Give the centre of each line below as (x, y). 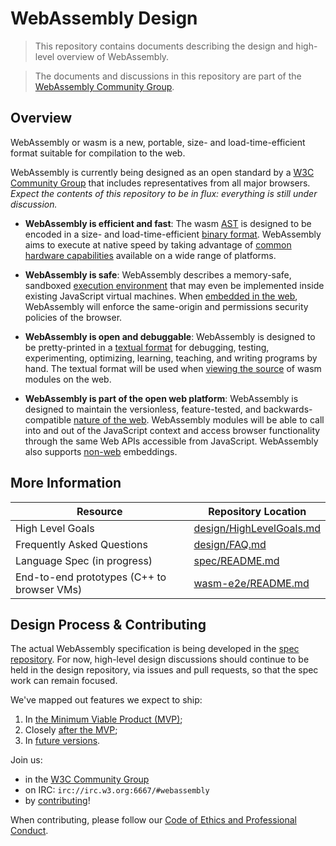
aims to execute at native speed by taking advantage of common (158, 244)
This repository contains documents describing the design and (164, 46)
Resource (99, 511)
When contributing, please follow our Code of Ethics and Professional (153, 820)
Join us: (26, 760)
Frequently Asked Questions (81, 544)
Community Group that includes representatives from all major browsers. (160, 183)
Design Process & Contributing (108, 624)
